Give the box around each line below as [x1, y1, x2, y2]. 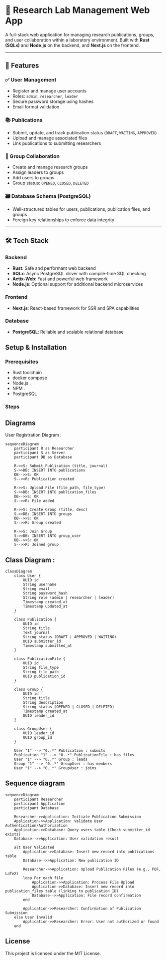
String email [23, 586, 50, 591]
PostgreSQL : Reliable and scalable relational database [12, 329, 124, 335]
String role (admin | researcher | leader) [23, 595, 114, 600]
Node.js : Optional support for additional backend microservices [12, 281, 143, 287]
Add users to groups [12, 175, 55, 181]
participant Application [14, 801, 66, 806]
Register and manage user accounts [12, 87, 87, 94]
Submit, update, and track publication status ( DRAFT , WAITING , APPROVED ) [12, 129, 157, 135]
